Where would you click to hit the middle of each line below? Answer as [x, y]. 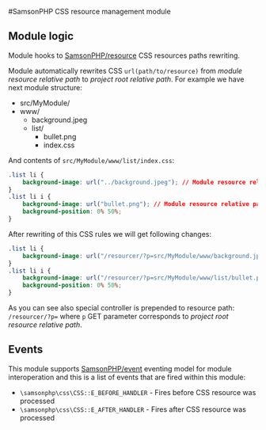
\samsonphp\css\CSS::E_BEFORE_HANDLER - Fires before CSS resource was [138, 392]
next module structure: [46, 87]
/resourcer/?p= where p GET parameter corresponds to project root [118, 317]
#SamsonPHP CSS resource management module [90, 11]
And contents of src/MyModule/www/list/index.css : [91, 160]
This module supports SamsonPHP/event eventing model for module [120, 368]
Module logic [41, 36]
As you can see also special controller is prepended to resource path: [122, 308]
